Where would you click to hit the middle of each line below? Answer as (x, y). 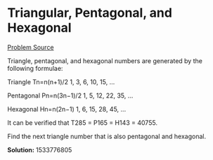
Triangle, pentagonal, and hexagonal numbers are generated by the (105, 60)
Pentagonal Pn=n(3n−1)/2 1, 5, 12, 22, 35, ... (70, 95)
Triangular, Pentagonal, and (90, 13)
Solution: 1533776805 (40, 149)
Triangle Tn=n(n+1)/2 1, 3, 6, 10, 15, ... (61, 81)
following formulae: (35, 68)
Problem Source (31, 47)
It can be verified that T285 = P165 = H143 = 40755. (83, 122)
